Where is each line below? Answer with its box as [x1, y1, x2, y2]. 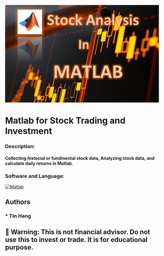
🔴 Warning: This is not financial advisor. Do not [5, 228, 150, 236]
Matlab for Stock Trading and [5, 115, 126, 127]
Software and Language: [5, 173, 65, 179]
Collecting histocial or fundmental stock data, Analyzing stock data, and [5, 155, 155, 161]
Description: [5, 143, 35, 150]
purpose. [5, 243, 34, 252]
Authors [5, 198, 31, 206]
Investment [5, 126, 52, 137]
